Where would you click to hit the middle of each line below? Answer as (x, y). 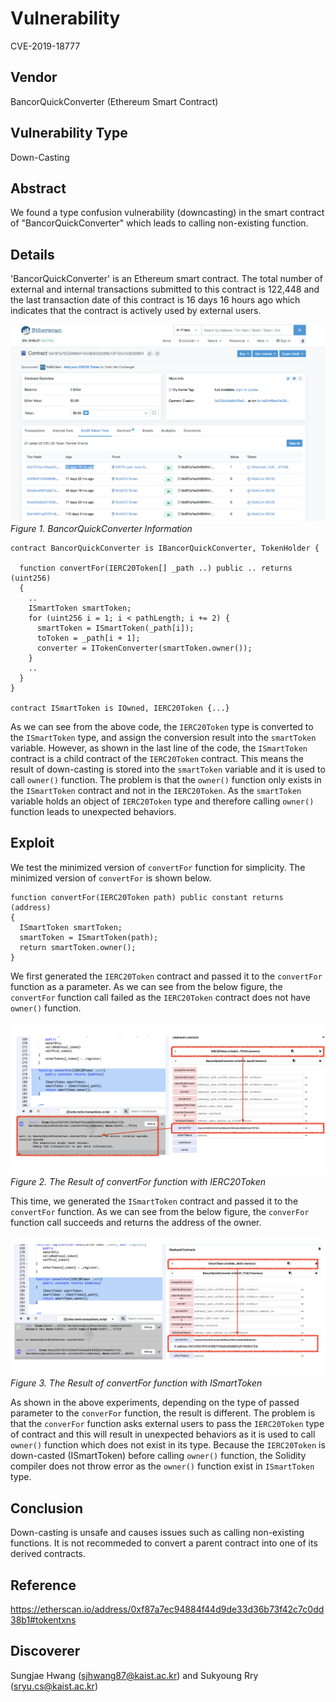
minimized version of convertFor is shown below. (111, 878)
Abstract (38, 188)
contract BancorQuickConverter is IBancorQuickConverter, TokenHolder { (165, 548)
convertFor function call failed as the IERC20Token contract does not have (160, 997)
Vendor (34, 77)
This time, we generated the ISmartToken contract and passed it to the (154, 1201)
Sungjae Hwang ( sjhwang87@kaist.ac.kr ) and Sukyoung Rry (134, 1675)
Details (32, 254)
